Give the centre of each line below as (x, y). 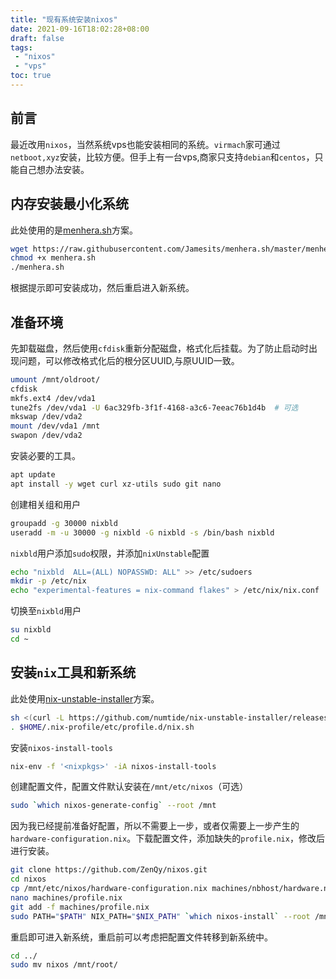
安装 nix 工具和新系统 (73, 672)
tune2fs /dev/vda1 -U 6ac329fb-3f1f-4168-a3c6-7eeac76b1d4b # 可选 (154, 407)
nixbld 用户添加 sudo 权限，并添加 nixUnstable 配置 (110, 553)
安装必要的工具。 (45, 456)
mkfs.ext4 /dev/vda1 (53, 398)
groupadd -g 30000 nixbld (64, 523)
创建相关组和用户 (45, 504)
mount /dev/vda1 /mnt (55, 426)
